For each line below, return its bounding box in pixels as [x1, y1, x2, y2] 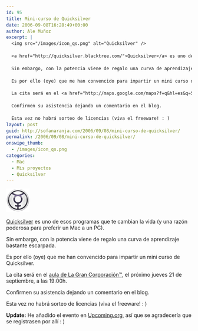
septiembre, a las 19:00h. [6, 277, 68, 284]
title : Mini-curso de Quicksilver [6, 15, 91, 22]
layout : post [6, 122, 38, 127]
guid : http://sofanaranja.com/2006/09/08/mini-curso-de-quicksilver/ [6, 127, 181, 134]
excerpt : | [6, 34, 33, 41]
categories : [6, 153, 35, 159]
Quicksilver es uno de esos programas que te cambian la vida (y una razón [6, 218, 187, 225]
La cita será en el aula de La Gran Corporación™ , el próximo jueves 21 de [6, 271, 182, 278]
